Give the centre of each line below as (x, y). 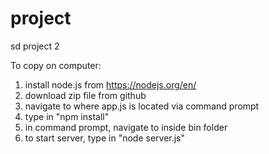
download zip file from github (85, 95)
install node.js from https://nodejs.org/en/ (110, 84)
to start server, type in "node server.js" (105, 138)
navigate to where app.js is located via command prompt (142, 106)
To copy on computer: (56, 65)
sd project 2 (35, 46)
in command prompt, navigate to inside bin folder (126, 127)
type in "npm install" (67, 116)
